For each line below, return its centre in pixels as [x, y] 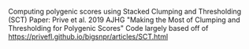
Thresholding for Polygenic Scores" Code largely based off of [108, 28]
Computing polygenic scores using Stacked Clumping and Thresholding [125, 11]
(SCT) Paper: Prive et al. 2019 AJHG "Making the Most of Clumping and [124, 20]
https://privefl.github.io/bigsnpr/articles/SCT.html [88, 36]
